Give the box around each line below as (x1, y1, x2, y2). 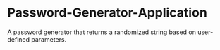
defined (7, 35, 30, 43)
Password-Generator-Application (7, 5, 208, 21)
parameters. (31, 35, 67, 43)
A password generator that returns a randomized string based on (7, 28, 196, 36)
